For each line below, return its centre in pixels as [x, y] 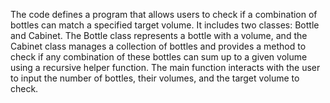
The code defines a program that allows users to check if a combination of [164, 14]
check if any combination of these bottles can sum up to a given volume [159, 57]
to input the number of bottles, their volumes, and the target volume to [155, 78]
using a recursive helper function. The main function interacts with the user [165, 67]
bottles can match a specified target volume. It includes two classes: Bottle [165, 25]
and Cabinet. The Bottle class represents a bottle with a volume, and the [159, 35]
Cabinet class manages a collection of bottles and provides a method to [158, 46]
